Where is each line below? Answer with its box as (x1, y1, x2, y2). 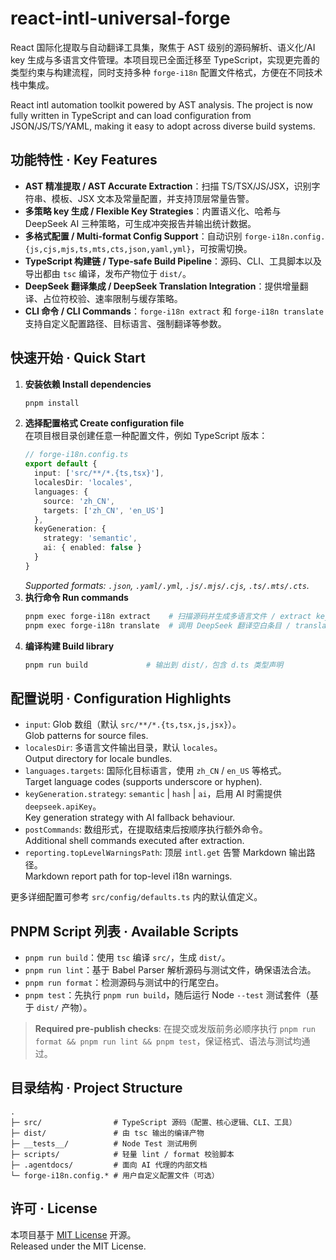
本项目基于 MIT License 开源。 (10, 1228, 137, 1241)
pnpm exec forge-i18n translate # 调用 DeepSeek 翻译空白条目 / (24, 620, 292, 631)
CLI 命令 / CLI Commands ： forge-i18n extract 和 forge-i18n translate (24, 305, 324, 317)
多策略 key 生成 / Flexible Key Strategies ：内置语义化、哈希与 (24, 205, 282, 217)
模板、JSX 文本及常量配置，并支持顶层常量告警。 (51, 192, 255, 204)
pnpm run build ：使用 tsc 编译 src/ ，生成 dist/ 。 (24, 952, 231, 964)
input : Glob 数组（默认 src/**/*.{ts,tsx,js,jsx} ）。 (24, 718, 242, 731)
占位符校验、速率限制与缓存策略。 (42, 292, 183, 304)
